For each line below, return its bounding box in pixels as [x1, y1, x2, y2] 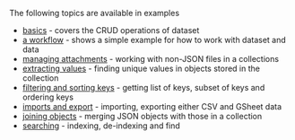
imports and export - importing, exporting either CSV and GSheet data [22, 101, 282, 111]
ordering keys [22, 92, 74, 102]
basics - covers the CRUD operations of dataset [22, 25, 200, 35]
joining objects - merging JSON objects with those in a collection [22, 111, 263, 121]
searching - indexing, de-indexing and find [22, 120, 181, 131]
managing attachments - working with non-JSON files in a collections [22, 54, 280, 64]
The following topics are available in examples [9, 8, 180, 18]
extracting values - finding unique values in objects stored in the [22, 63, 260, 74]
